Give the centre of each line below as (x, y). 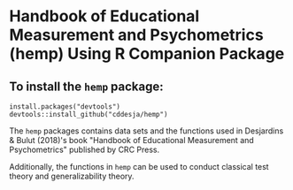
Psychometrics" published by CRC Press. (85, 149)
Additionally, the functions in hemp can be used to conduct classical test (139, 167)
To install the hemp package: (86, 86)
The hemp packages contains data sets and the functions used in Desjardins (146, 131)
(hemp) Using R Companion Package (147, 54)
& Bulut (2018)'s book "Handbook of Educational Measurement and (131, 140)
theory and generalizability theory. (72, 176)
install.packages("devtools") (65, 107)
